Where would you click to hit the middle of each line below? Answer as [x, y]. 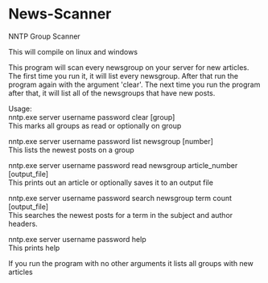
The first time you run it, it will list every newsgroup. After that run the [124, 76]
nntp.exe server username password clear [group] [92, 117]
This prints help [34, 248]
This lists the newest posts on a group [71, 150]
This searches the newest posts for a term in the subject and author [121, 215]
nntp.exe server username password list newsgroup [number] [111, 141]
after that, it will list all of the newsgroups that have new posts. [112, 92]
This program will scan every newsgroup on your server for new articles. [129, 67]
